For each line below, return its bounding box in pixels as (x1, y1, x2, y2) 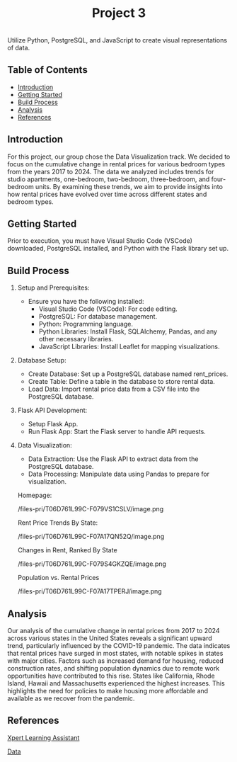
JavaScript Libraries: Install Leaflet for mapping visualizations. (38, 342, 220, 351)
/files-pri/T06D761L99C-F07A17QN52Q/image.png (17, 533, 165, 541)
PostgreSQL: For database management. (38, 312, 158, 321)
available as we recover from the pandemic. (7, 694, 135, 703)
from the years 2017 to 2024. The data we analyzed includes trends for (7, 167, 214, 176)
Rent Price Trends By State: (17, 518, 98, 527)
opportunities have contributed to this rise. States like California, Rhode (7, 671, 215, 680)
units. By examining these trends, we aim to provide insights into (35, 182, 223, 190)
